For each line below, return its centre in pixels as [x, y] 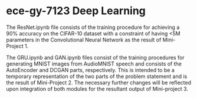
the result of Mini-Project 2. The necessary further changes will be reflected [99, 82]
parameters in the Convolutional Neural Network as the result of [84, 40]
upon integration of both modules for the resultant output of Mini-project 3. [97, 89]
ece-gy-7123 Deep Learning [76, 11]
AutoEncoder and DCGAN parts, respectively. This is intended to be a [91, 70]
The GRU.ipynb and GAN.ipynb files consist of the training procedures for [95, 57]
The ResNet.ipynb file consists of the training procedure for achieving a [93, 27]
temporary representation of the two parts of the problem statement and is [97, 76]
